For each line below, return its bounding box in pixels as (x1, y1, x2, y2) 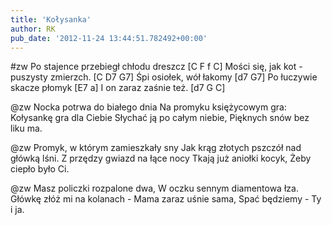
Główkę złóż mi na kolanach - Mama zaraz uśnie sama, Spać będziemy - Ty (10, 193, 322, 205)
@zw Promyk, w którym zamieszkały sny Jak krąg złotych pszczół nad (10, 142, 302, 154)
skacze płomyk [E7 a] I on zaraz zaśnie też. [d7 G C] (10, 82, 226, 94)
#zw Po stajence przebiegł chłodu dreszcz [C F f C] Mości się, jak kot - (10, 61, 303, 73)
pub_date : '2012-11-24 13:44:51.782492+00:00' (10, 33, 208, 43)
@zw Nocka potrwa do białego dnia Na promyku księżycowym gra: (10, 101, 287, 113)
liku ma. (10, 122, 43, 135)
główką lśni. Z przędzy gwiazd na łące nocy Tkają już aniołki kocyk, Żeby (10, 152, 312, 165)
